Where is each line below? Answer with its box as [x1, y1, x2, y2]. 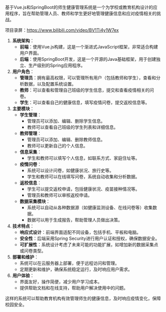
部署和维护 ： [12, 254, 39, 260]
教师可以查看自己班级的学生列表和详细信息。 [27, 124, 119, 130]
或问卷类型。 [19, 248, 46, 254]
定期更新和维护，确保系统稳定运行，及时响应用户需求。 [19, 267, 132, 272]
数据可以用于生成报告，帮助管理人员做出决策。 [27, 217, 123, 223]
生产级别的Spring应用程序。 [28, 62, 85, 68]
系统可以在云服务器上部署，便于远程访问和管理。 [19, 260, 120, 266]
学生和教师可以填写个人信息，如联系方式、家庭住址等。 [27, 155, 140, 161]
